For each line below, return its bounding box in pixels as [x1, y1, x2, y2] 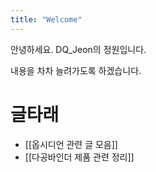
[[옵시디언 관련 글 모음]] [24, 138, 118, 150]
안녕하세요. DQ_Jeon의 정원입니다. [10, 43, 147, 55]
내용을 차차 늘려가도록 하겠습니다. [10, 64, 142, 76]
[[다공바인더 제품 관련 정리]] [24, 151, 135, 163]
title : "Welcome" [10, 14, 83, 25]
